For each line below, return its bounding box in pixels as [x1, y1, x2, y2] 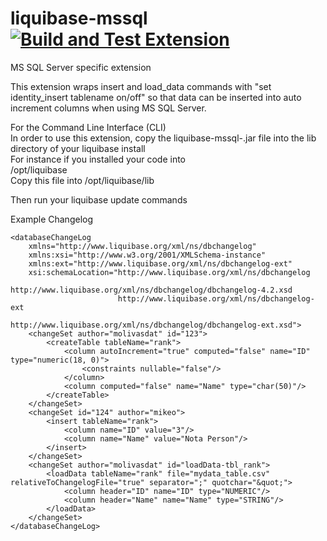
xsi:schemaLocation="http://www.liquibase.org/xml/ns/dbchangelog [28, 267, 311, 277]
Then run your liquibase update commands [10, 193, 188, 206]
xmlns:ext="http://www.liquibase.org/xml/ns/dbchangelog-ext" [28, 258, 293, 269]
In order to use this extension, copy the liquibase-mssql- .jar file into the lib [10, 132, 317, 144]
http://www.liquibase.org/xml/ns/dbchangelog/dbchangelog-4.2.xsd [10, 285, 293, 295]
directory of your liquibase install [10, 142, 146, 154]
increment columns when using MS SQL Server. [10, 102, 207, 114]
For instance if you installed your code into [10, 153, 187, 165]
